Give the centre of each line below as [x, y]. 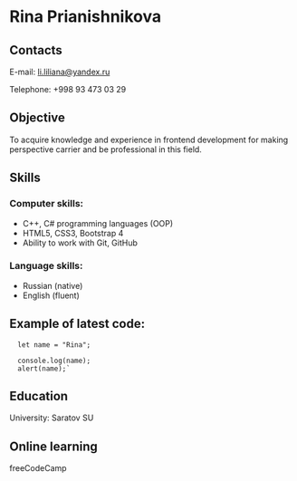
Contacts [36, 50]
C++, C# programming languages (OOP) [98, 223]
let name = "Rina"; [54, 345]
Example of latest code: [77, 324]
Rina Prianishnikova [86, 17]
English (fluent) [51, 295]
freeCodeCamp [38, 468]
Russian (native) [53, 285]
